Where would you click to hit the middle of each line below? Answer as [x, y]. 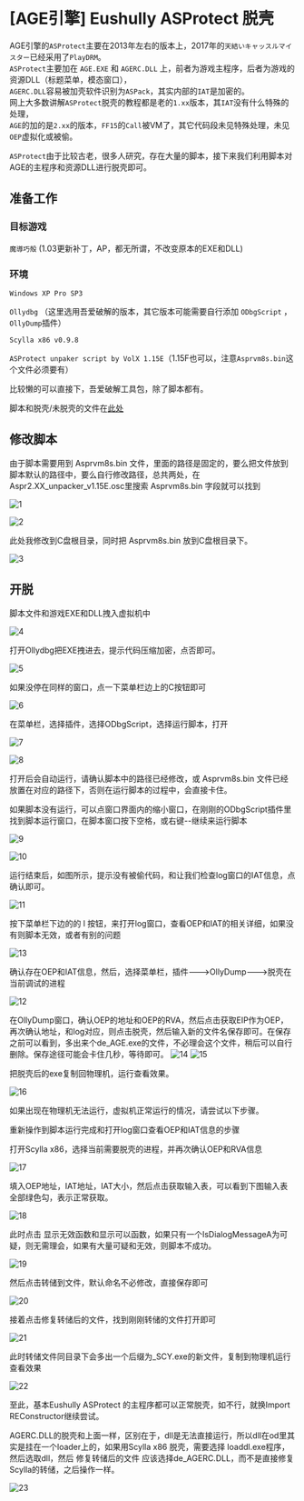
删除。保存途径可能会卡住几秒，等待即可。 [89, 1054]
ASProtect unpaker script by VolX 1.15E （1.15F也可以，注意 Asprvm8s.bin [147, 358]
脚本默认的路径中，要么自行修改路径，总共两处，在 [105, 475]
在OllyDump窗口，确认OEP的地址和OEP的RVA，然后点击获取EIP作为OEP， [149, 1020]
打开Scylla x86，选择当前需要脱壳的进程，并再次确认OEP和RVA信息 [136, 1149]
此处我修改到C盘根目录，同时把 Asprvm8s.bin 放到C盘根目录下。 [131, 540]
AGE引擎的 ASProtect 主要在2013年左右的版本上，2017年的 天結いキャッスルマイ [151, 45]
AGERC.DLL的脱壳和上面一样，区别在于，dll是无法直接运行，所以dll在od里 [148, 1435]
